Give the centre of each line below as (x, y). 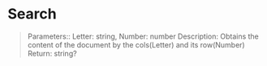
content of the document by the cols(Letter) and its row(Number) (136, 44)
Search (32, 14)
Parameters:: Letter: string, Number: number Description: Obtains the (143, 36)
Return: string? (52, 53)
